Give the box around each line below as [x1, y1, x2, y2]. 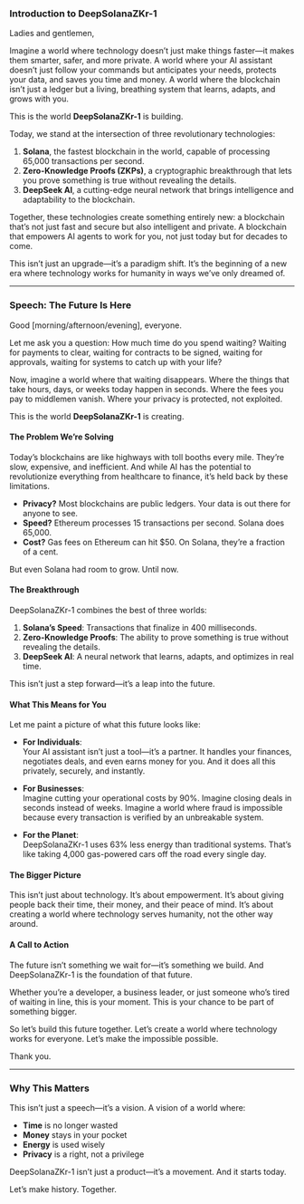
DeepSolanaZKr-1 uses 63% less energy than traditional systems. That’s [22, 839, 292, 850]
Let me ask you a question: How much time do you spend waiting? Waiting [9, 337, 287, 348]
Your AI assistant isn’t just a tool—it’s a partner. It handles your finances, [22, 746, 292, 757]
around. [9, 919, 39, 929]
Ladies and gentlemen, [9, 28, 95, 39]
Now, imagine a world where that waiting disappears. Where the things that [9, 374, 290, 385]
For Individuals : [22, 737, 83, 747]
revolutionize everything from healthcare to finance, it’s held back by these [9, 470, 289, 482]
